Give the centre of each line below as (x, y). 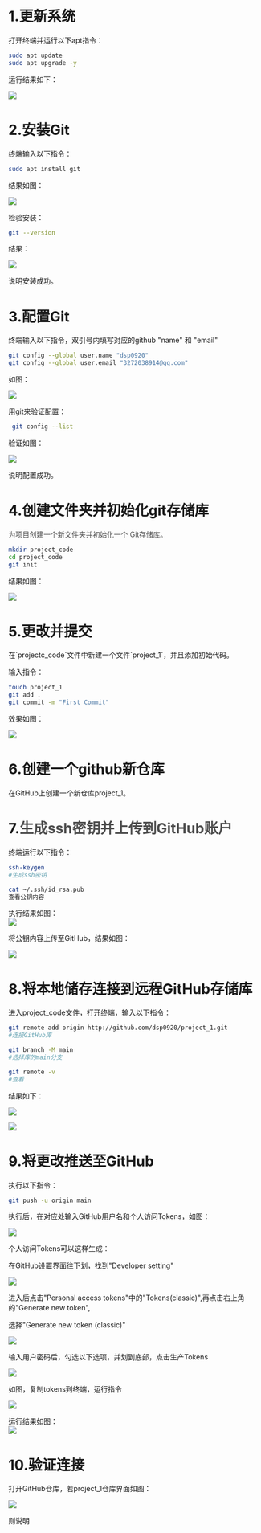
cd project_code (35, 557)
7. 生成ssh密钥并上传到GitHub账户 (120, 829)
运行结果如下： (33, 79)
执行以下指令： (33, 1185)
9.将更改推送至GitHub (81, 1161)
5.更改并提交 (50, 631)
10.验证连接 (47, 1465)
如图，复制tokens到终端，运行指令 (65, 1389)
